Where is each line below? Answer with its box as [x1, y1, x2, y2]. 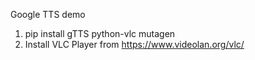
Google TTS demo [10, 9, 86, 20]
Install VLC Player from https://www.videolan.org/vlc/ [24, 39, 245, 50]
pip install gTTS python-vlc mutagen [24, 28, 176, 39]
